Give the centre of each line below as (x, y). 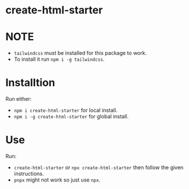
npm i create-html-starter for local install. (66, 110)
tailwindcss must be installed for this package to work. (80, 53)
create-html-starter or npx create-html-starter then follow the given (99, 167)
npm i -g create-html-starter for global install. (71, 117)
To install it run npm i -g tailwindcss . (59, 60)
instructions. (29, 174)
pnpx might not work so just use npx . (57, 180)
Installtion (30, 83)
